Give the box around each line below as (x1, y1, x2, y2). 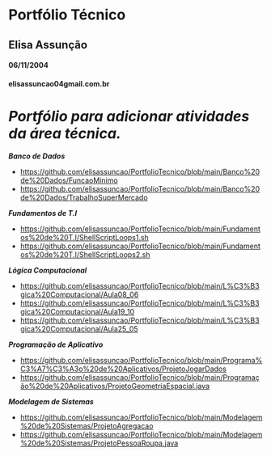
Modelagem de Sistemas (8, 396, 95, 406)
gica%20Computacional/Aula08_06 (19, 289, 139, 299)
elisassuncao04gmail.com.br (8, 78, 110, 88)
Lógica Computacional (8, 265, 87, 275)
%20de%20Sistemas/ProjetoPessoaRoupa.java (19, 438, 179, 448)
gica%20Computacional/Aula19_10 (19, 306, 135, 316)
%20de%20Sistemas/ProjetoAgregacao (19, 420, 154, 430)
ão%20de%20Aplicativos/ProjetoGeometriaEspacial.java (19, 381, 210, 391)
